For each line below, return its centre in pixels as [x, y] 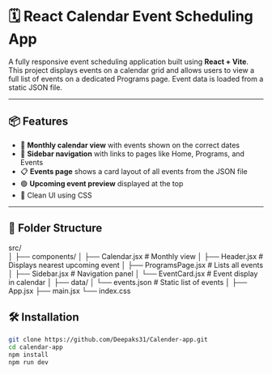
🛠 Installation [44, 317]
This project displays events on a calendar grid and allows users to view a [132, 70]
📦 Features [38, 122]
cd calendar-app [36, 347]
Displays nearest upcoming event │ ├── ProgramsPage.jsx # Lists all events [136, 265]
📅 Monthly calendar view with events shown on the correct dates [130, 145]
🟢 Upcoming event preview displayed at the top [102, 183]
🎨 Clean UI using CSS [56, 195]
